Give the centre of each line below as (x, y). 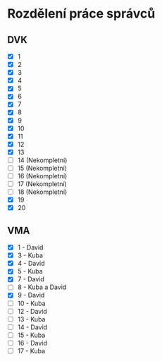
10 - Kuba (31, 303)
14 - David (32, 327)
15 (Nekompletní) (42, 168)
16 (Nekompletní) (42, 176)
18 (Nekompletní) (42, 192)
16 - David (32, 343)
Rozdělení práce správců (81, 14)
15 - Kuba (31, 335)
